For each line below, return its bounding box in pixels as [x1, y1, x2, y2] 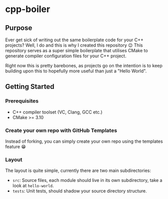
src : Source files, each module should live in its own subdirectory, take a [12, 177, 162, 183]
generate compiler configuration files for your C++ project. [5, 53, 127, 59]
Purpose [5, 24, 33, 32]
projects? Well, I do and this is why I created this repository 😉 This [5, 42, 143, 48]
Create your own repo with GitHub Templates [5, 127, 117, 134]
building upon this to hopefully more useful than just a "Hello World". [5, 68, 147, 74]
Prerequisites [5, 97, 39, 105]
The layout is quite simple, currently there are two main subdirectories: [5, 167, 151, 174]
